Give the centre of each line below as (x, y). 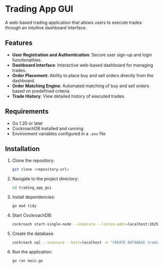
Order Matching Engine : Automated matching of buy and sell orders (81, 86)
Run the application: (32, 251)
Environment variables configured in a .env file (59, 134)
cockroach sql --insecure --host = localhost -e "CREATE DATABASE (79, 242)
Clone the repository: (33, 161)
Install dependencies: (34, 197)
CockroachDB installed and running (48, 128)
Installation (22, 149)
